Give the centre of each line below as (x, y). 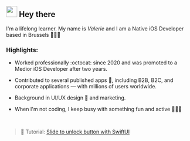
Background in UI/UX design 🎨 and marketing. (70, 98)
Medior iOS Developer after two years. (61, 69)
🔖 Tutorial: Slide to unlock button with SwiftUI (75, 132)
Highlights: (22, 50)
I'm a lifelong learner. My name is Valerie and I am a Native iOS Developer (95, 28)
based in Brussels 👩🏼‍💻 (33, 35)
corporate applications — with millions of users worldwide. (86, 87)
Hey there (37, 14)
